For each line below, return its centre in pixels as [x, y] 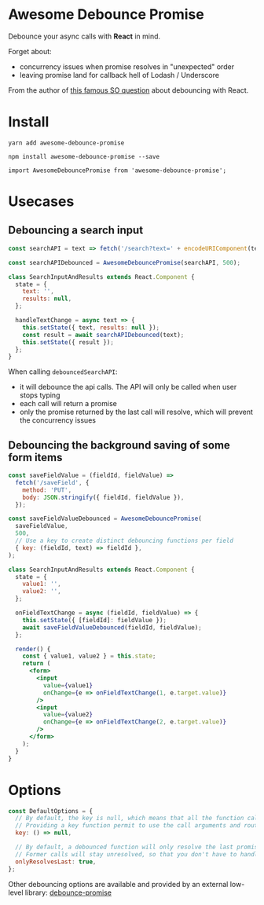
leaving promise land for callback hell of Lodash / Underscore [119, 75]
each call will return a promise [68, 404]
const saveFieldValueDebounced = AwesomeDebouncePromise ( [105, 519]
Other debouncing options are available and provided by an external [118, 884]
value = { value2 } [68, 715]
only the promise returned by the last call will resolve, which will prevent [136, 412]
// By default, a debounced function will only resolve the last [125, 847]
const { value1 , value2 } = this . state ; [89, 656]
